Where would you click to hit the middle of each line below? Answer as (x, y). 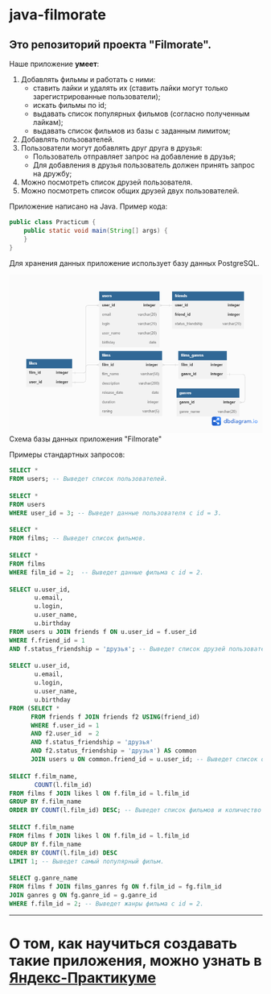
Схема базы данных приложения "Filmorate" (86, 439)
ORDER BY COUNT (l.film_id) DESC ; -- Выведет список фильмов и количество (135, 810)
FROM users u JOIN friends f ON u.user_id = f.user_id (103, 632)
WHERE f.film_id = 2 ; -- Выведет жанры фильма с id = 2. (107, 904)
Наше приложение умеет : (54, 64)
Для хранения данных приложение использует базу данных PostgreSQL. (134, 263)
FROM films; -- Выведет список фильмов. (78, 538)
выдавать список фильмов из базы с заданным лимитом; (131, 131)
